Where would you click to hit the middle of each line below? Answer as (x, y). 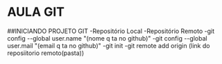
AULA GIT (36, 12)
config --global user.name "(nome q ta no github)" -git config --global (107, 38)
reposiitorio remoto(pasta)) (46, 53)
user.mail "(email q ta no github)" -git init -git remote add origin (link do (109, 45)
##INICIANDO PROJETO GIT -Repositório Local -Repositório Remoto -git (111, 31)
